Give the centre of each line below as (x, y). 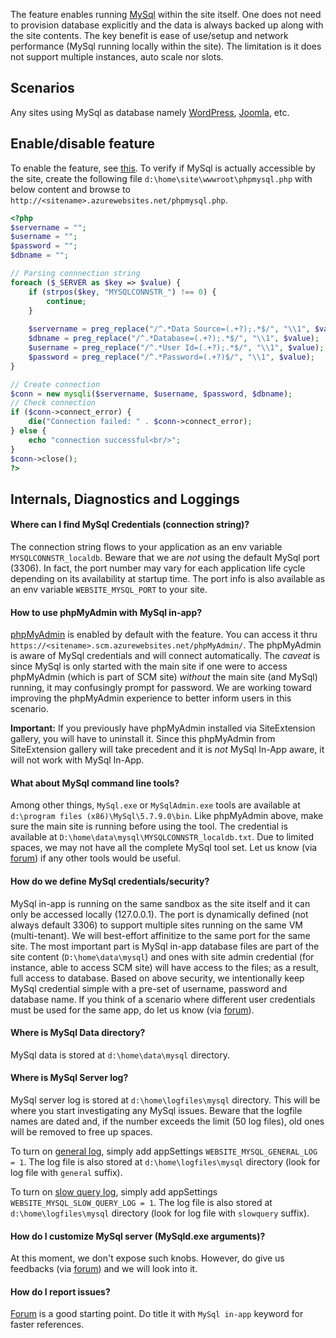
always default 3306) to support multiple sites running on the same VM (156, 925)
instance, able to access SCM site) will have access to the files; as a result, (164, 967)
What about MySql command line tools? (95, 783)
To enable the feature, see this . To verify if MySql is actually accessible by (163, 168)
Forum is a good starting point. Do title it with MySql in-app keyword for (157, 1314)
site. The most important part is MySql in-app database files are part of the (165, 946)
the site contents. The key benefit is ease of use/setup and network (149, 35)
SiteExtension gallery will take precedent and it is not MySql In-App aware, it (167, 750)
